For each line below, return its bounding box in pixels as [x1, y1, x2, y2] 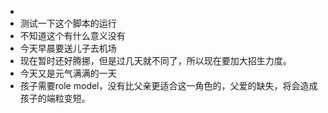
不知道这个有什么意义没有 [19, 30, 126, 41]
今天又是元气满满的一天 [19, 67, 117, 79]
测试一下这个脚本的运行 [19, 17, 117, 29]
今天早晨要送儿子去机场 [19, 42, 117, 54]
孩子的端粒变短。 [19, 92, 91, 104]
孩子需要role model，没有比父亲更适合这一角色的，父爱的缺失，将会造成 [19, 80, 318, 91]
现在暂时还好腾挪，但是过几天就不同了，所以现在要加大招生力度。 [19, 55, 292, 66]
